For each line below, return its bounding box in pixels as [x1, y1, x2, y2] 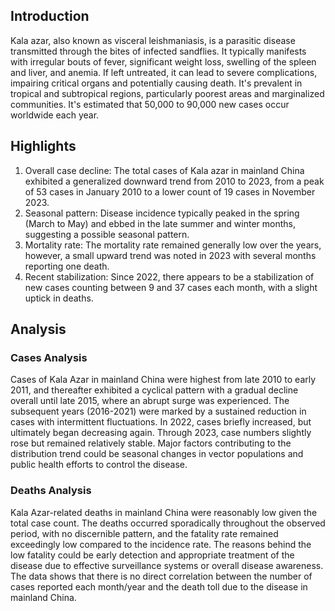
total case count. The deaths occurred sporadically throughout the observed [10, 517, 326, 529]
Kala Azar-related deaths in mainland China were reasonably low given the [10, 506, 318, 518]
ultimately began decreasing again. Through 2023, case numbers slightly [10, 427, 312, 439]
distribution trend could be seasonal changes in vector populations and [10, 448, 304, 460]
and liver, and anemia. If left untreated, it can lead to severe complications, [10, 66, 318, 78]
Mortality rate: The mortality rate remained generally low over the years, [24, 239, 322, 251]
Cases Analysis [10, 350, 88, 364]
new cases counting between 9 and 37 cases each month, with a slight [24, 281, 318, 293]
